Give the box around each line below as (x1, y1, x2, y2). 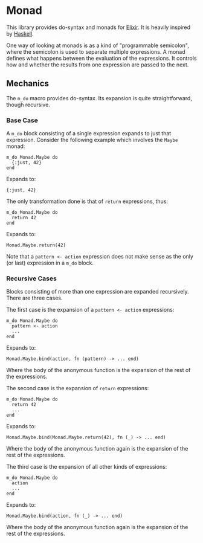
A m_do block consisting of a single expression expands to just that (6, 130, 172, 137)
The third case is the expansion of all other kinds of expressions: (6, 463, 167, 471)
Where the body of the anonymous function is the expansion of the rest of (6, 367, 191, 374)
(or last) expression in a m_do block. (6, 259, 94, 266)
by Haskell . (6, 30, 34, 37)
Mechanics (6, 79, 50, 89)
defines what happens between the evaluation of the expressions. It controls (6, 54, 197, 62)
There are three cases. (6, 294, 63, 302)
